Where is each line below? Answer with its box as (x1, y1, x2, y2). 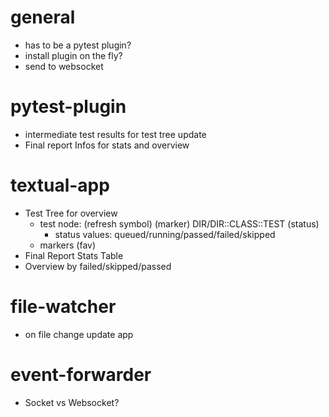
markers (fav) (39, 239, 97, 251)
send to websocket (24, 60, 104, 72)
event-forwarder (10, 363, 152, 386)
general (10, 6, 76, 29)
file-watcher (10, 296, 117, 318)
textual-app (10, 174, 110, 197)
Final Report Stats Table (24, 249, 124, 261)
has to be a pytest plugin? (24, 39, 132, 51)
